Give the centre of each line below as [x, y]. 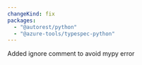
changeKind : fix [31, 14]
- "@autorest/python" [46, 27]
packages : [22, 20]
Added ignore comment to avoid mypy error [71, 54]
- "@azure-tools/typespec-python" [64, 34]
